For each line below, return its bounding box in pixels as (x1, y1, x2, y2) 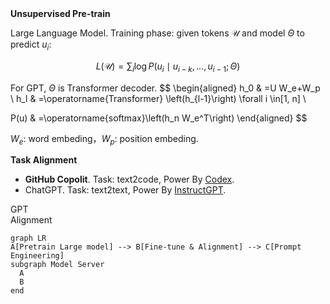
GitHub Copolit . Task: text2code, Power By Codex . (24, 173, 235, 186)
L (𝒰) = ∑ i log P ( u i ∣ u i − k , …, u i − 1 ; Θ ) (95, 60, 241, 74)
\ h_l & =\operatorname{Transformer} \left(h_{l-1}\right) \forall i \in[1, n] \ (10, 92, 307, 104)
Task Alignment (10, 154, 78, 166)
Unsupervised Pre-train (10, 8, 111, 19)
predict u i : (10, 38, 52, 52)
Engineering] (10, 251, 65, 261)
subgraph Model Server (10, 260, 105, 270)
